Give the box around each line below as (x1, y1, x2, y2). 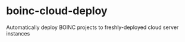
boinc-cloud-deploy (6, 4, 108, 18)
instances (6, 30, 30, 37)
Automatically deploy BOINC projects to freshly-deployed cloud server (6, 24, 179, 31)
